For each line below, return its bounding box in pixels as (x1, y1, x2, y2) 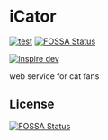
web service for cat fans (9, 70, 100, 82)
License (9, 97, 55, 112)
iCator (9, 6, 57, 27)
